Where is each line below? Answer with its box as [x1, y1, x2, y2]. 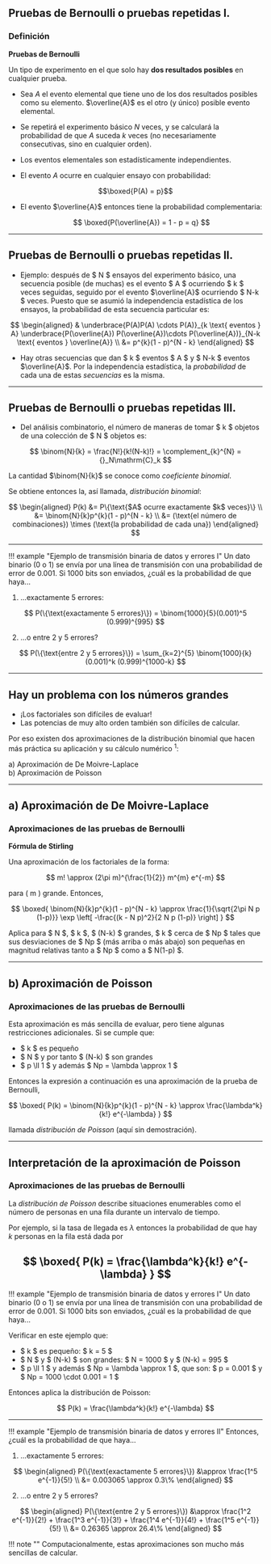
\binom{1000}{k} [196, 649, 252, 658]
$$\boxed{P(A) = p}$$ [98, 186, 173, 196]
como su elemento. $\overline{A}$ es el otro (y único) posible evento [19, 97, 250, 108]
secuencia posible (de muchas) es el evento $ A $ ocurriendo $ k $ [19, 278, 244, 288]
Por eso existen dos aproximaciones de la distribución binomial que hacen [8, 733, 256, 743]
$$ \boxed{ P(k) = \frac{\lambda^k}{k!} [23, 1255, 224, 1269]
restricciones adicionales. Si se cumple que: [8, 1028, 155, 1038]
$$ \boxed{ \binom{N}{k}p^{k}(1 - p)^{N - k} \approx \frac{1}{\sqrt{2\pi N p [10, 904, 261, 914]
